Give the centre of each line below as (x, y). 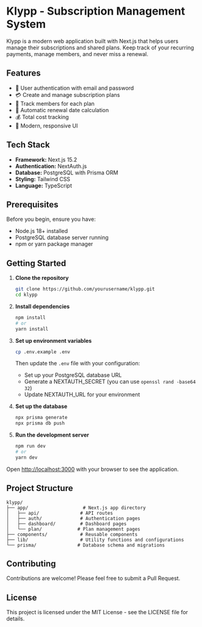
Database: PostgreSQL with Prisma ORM (67, 173)
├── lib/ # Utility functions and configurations (95, 540)
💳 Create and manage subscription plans (67, 95)
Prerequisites (32, 205)
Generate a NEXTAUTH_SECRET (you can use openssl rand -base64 (110, 382)
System (26, 24)
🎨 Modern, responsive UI (46, 126)
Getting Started (36, 263)
